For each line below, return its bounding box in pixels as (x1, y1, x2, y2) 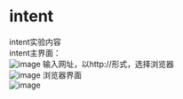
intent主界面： (9, 47, 62, 58)
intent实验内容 (9, 36, 62, 47)
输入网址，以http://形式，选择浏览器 (43, 58, 175, 69)
